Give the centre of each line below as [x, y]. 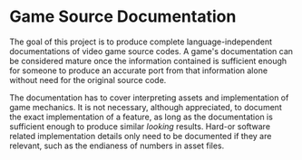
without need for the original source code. [88, 80]
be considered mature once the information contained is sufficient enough [148, 61]
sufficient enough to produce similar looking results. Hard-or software [140, 126]
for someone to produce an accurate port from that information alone [139, 71]
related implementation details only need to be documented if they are [141, 136]
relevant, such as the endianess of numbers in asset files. [117, 146]
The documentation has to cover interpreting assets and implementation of [149, 98]
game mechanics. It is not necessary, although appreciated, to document [146, 107]
